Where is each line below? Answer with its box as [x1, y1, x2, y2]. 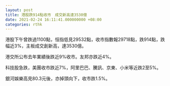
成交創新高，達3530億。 [35, 43, 87, 49]
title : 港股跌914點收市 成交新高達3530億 [5, 12, 87, 17]
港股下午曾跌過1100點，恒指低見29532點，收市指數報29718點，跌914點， [5, 36, 161, 42]
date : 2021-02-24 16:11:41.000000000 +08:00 [5, 17, 102, 22]
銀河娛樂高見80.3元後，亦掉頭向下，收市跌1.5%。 [5, 75, 111, 82]
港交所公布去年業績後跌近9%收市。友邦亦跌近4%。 [5, 54, 114, 60]
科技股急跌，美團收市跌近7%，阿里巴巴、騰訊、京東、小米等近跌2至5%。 [5, 64, 161, 71]
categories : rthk [5, 21, 42, 27]
